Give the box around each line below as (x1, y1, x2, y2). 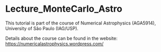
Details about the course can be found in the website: (5, 35, 118, 41)
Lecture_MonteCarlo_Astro (5, 3, 123, 15)
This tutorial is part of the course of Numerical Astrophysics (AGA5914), (5, 20, 156, 26)
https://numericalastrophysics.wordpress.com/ (5, 40, 104, 46)
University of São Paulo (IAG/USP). (5, 25, 79, 31)
